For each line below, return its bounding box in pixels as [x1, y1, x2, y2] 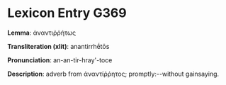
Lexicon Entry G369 [7, 5, 127, 21]
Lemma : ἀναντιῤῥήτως [7, 28, 77, 37]
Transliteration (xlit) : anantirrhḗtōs [7, 42, 110, 50]
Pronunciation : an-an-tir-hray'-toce [7, 55, 113, 64]
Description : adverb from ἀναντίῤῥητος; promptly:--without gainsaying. [7, 69, 220, 78]
